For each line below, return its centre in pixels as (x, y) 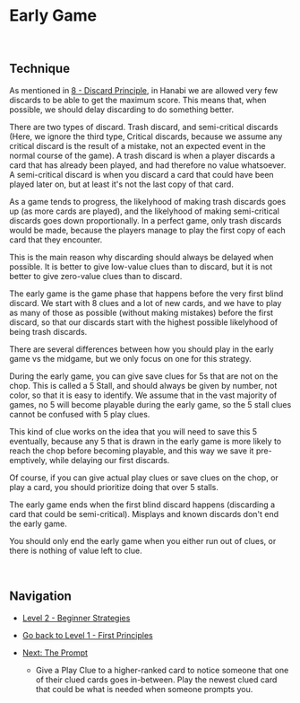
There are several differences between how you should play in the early (142, 349)
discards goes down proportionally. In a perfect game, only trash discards (146, 220)
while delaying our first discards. (109, 460)
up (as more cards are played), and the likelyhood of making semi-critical (145, 211)
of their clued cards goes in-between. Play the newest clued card (156, 680)
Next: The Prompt (55, 653)
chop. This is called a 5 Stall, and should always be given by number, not (143, 385)
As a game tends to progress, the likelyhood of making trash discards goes (148, 201)
